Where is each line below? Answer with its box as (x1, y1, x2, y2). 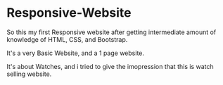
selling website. (6, 70, 52, 78)
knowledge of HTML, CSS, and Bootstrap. (6, 35, 128, 43)
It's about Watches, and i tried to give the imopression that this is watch (6, 62, 214, 70)
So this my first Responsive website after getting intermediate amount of (6, 28, 217, 36)
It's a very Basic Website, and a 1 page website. (6, 49, 145, 57)
